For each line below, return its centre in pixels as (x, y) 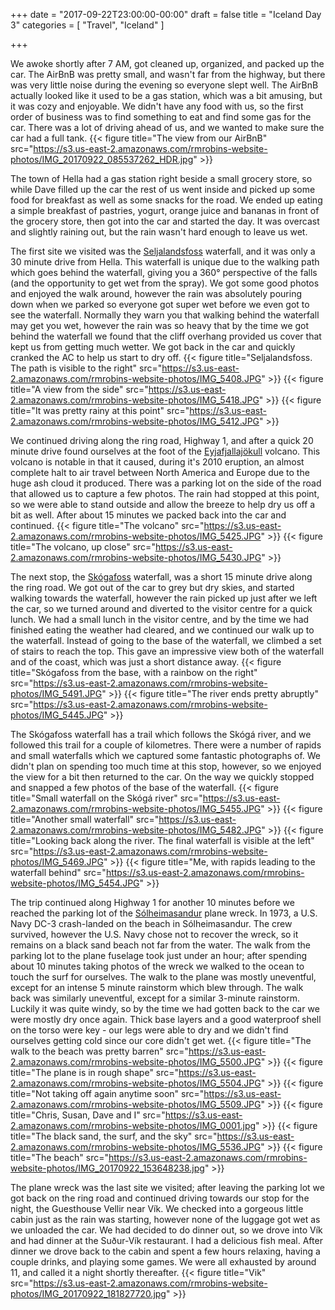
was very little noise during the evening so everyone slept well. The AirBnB (164, 85)
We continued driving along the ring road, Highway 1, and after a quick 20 (162, 440)
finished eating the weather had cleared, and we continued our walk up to (162, 630)
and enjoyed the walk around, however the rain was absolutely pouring (156, 293)
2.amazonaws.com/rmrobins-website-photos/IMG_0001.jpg (133, 1125)
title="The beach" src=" (59, 1157)
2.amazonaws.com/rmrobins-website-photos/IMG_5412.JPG (135, 421)
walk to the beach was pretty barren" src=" (99, 1051)
